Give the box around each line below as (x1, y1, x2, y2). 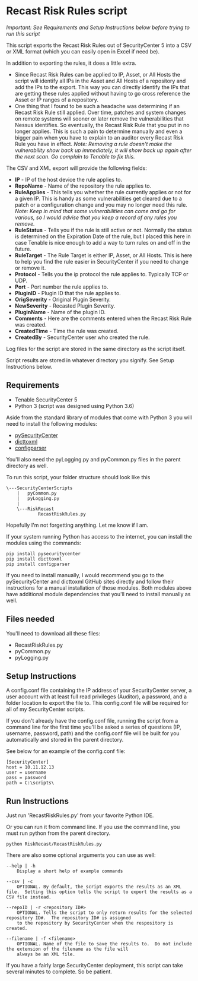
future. (14, 245, 31, 252)
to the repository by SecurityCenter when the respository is (17, 920, 174, 926)
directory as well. (6, 462, 49, 469)
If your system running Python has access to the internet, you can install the (6, 533, 192, 540)
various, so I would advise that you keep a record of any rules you (14, 214, 177, 221)
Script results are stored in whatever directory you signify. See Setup (6, 356, 175, 363)
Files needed (6, 614, 55, 624)
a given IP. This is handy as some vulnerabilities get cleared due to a (14, 195, 183, 202)
